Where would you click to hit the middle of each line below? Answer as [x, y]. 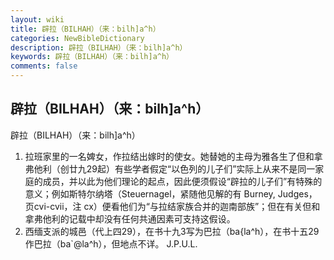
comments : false [44, 66]
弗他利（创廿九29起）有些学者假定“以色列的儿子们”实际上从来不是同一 [170, 168]
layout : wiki [37, 19]
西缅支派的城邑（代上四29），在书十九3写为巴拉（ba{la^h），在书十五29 [172, 231]
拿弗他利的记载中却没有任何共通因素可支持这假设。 [130, 218]
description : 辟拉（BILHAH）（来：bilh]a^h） [99, 47]
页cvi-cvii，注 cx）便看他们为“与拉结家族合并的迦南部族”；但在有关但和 [172, 206]
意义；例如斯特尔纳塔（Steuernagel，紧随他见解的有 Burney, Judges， [171, 193]
